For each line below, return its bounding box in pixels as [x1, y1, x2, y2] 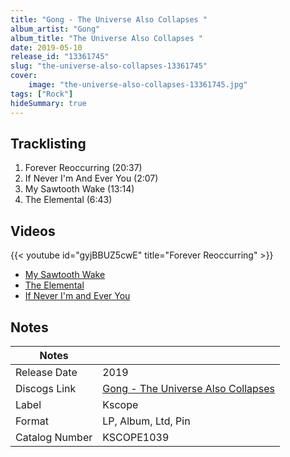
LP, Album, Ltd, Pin [102, 414, 191, 428]
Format [15, 414, 49, 428]
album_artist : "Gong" [10, 24, 101, 34]
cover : [10, 71, 38, 81]
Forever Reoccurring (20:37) [24, 162, 143, 174]
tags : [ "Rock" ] [10, 89, 74, 99]
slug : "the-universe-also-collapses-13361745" [10, 61, 208, 71]
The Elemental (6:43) [24, 194, 113, 206]
